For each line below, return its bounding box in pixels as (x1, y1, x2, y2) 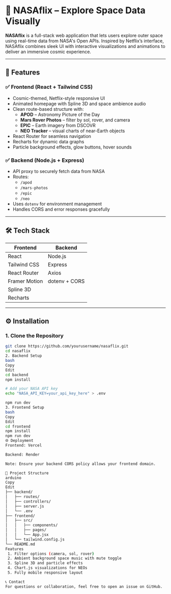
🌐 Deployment (5, 438, 34, 443)
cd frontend (5, 424, 31, 429)
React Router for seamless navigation (12, 133, 92, 139)
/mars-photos (20, 185, 48, 190)
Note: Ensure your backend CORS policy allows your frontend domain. (5, 461, 156, 466)
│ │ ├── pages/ (5, 528, 47, 533)
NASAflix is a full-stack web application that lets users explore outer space (5, 32, 163, 38)
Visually (5, 15, 41, 27)
